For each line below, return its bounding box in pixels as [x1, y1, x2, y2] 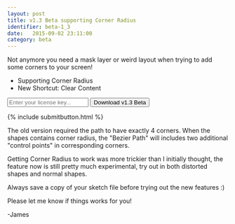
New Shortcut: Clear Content [17, 84, 102, 92]
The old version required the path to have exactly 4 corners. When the [7, 127, 210, 135]
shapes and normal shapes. [7, 169, 88, 178]
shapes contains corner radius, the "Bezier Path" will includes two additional [7, 134, 228, 142]
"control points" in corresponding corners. [7, 141, 130, 150]
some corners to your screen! [7, 63, 93, 71]
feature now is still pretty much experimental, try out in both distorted [7, 162, 208, 171]
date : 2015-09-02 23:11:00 [7, 29, 93, 37]
